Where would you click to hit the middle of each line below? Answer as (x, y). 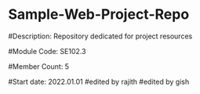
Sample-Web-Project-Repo (99, 14)
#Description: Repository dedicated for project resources (100, 36)
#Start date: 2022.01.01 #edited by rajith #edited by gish (99, 81)
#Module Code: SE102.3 (47, 51)
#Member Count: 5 (38, 66)
